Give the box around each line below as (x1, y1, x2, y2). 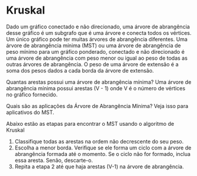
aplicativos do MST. (6, 109, 54, 116)
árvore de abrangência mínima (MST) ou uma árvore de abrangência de (6, 42, 182, 49)
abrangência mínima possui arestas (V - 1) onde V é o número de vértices (6, 84, 186, 92)
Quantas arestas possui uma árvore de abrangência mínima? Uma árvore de (6, 78, 192, 86)
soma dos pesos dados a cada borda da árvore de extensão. (6, 67, 154, 74)
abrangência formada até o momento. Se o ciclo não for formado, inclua (14, 150, 191, 157)
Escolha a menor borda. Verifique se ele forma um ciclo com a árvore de (14, 144, 192, 151)
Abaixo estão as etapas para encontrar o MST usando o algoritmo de (6, 120, 175, 127)
